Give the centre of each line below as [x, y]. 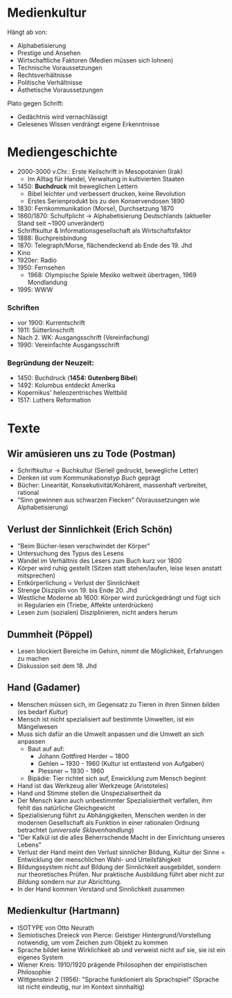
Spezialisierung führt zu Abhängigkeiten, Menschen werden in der [111, 815]
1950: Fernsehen [41, 267]
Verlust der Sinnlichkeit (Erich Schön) [90, 529]
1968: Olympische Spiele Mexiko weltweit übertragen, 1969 [112, 275]
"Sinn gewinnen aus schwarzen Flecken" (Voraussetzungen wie [108, 500]
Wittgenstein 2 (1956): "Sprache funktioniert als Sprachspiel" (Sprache [118, 979]
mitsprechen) [36, 575]
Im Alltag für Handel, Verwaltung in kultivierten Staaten [106, 179]
